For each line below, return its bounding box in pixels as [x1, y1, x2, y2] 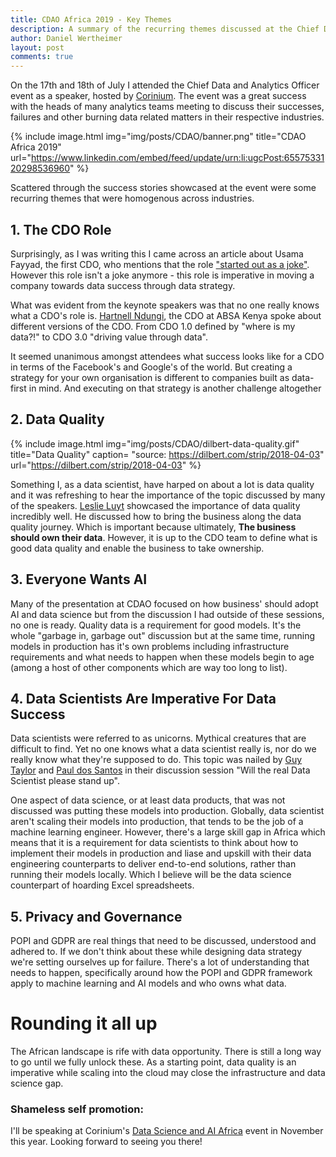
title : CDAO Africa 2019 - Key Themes [10, 14, 172, 25]
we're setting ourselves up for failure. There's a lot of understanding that [10, 956, 310, 968]
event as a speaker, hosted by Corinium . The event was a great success [10, 90, 307, 102]
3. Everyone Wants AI [10, 571, 148, 588]
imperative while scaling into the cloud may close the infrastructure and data [10, 1067, 326, 1079]
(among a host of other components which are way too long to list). [10, 661, 288, 673]
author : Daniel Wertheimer [10, 33, 123, 43]
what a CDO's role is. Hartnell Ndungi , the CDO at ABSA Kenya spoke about [10, 309, 322, 321]
